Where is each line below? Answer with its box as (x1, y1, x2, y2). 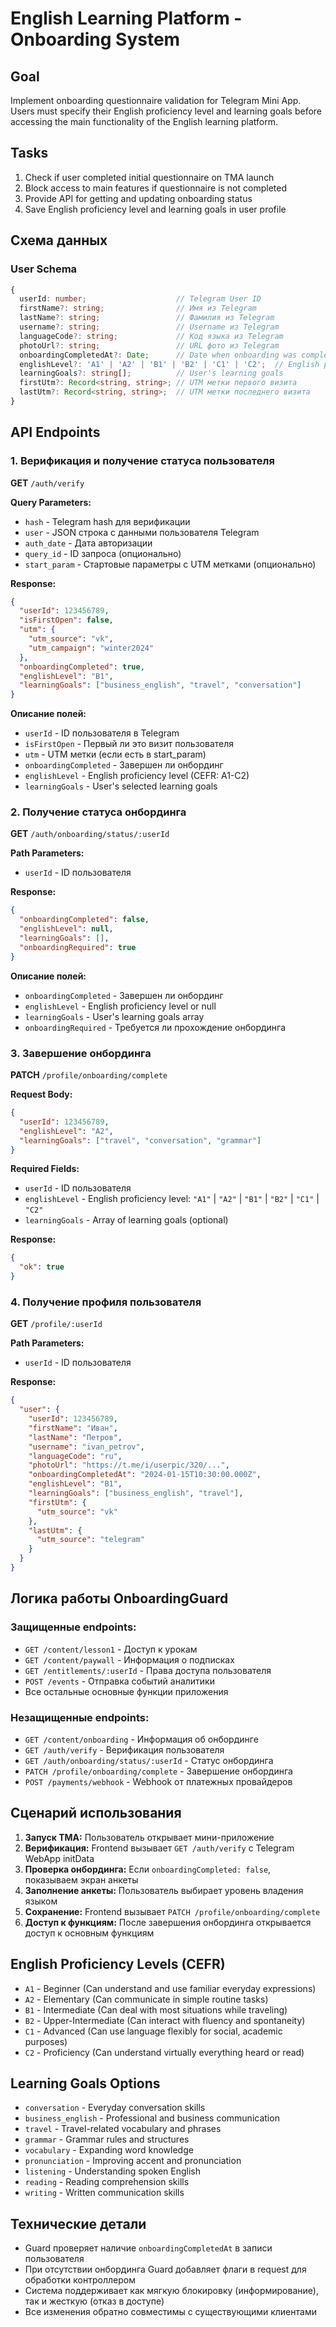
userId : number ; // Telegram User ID (19, 294, 262, 304)
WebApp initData (24, 1852, 95, 1864)
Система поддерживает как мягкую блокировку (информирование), (24, 2285, 319, 2297)
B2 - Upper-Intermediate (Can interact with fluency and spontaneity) (24, 2014, 306, 2026)
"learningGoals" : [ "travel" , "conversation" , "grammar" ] (19, 1135, 262, 1146)
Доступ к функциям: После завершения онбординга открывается (24, 1916, 312, 1928)
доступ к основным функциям (24, 1927, 155, 1939)
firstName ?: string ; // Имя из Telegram (19, 303, 257, 314)
